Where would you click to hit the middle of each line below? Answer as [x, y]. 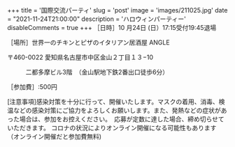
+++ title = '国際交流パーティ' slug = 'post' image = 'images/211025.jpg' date [117, 10]
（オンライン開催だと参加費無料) [55, 137]
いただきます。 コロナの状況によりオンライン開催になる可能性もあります [112, 128]
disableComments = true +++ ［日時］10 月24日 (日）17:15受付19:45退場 [112, 28]
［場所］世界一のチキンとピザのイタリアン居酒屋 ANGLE [88, 42]
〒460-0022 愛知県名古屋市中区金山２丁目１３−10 [80, 57]
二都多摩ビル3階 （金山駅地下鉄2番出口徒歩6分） [97, 72]
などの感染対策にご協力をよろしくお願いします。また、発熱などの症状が [117, 110]
